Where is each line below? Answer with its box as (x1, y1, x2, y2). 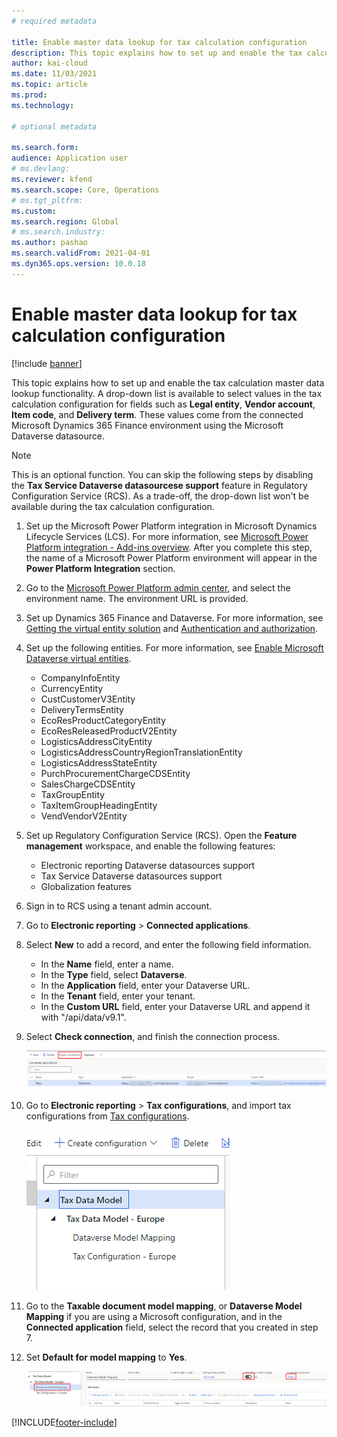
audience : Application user (11, 153, 129, 164)
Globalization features (40, 880, 132, 892)
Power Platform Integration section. (25, 562, 176, 574)
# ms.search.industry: (11, 227, 106, 237)
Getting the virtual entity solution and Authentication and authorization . (25, 622, 319, 634)
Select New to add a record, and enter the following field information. (25, 938, 312, 950)
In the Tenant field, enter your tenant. (40, 990, 196, 1002)
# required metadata (11, 16, 98, 26)
